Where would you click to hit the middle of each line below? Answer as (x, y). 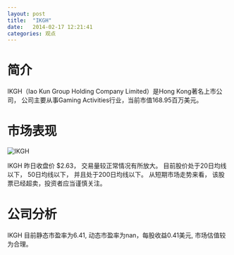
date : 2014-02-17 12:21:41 (50, 27)
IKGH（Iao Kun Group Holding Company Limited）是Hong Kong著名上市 (112, 92)
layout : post (26, 14)
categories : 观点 (32, 33)
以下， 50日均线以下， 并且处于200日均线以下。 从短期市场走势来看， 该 (113, 175)
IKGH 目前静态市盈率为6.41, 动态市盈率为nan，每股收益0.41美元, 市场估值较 (117, 235)
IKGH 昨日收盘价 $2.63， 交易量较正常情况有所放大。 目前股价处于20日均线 (117, 166)
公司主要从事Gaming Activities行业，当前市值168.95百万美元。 (112, 100)
